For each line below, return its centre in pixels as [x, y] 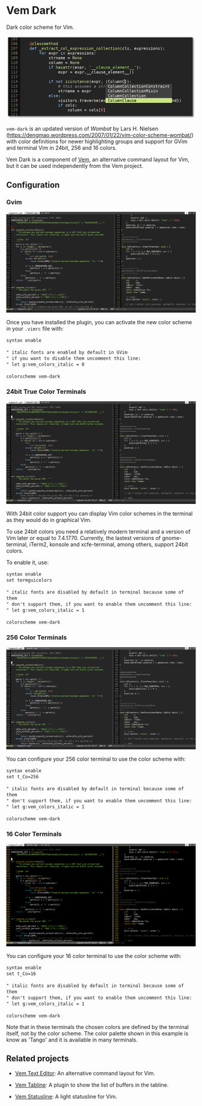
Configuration [33, 185]
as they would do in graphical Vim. [49, 520]
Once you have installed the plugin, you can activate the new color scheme [99, 322]
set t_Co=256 [23, 777]
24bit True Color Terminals [46, 392]
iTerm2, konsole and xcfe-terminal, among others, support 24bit [109, 544]
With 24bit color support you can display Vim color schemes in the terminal [99, 513]
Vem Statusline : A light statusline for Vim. [66, 1096]
